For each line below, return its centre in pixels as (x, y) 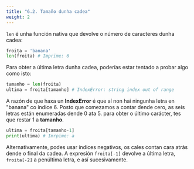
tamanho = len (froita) (34, 84)
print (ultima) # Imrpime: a (40, 136)
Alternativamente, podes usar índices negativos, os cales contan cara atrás (97, 147)
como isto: (19, 73)
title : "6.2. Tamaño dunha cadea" (48, 11)
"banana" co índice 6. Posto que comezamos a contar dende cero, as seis (96, 107)
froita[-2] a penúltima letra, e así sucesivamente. (67, 160)
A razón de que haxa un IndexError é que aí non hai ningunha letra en (90, 101)
